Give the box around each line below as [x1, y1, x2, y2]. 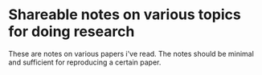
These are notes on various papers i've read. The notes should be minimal [8, 49, 255, 58]
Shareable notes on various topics [8, 6, 241, 24]
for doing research [8, 22, 135, 41]
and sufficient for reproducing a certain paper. [8, 57, 162, 67]
